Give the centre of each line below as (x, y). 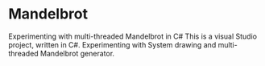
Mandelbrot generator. (77, 53)
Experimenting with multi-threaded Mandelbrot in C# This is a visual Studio (133, 36)
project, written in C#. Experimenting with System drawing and (112, 44)
